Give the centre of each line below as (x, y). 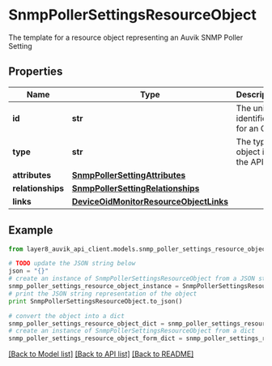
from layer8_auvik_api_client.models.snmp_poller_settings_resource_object (139, 249)
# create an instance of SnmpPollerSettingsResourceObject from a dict (132, 331)
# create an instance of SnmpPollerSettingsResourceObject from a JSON (132, 279)
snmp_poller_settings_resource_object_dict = (86, 323)
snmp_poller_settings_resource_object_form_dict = (96, 338)
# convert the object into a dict (67, 316)
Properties (36, 72)
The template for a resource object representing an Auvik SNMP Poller (126, 37)
